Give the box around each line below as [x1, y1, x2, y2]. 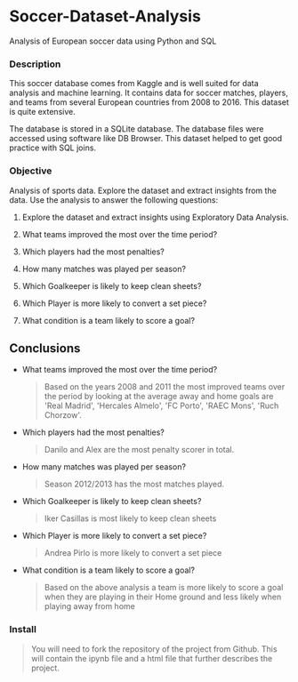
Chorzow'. [44, 410, 82, 421]
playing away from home [44, 601, 135, 612]
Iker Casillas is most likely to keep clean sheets [44, 513, 217, 524]
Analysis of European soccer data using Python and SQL [9, 36, 217, 46]
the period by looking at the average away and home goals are [44, 391, 274, 402]
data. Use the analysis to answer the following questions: [9, 194, 219, 205]
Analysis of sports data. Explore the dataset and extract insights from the [9, 185, 278, 196]
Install [9, 623, 37, 636]
